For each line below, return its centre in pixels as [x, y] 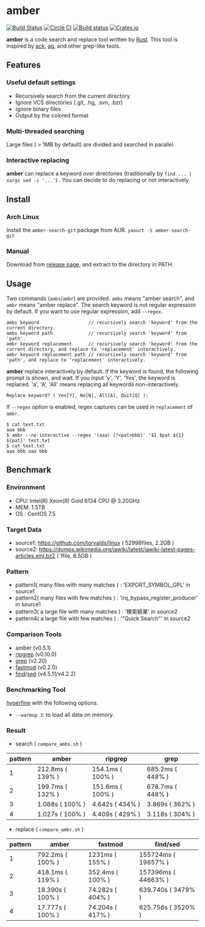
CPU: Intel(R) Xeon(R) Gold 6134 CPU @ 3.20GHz [77, 500]
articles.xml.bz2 [35, 556]
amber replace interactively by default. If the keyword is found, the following [103, 372]
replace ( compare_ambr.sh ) [49, 829]
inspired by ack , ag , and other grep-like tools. [63, 46]
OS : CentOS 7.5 [35, 513]
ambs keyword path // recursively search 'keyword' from [97, 334]
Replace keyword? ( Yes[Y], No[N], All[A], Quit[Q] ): [77, 396]
